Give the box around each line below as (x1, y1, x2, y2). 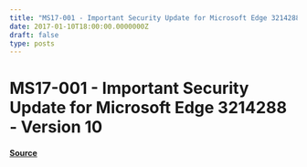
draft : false (9, 30, 59, 39)
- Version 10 (9, 117, 103, 138)
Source (9, 148, 38, 159)
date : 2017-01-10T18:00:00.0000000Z (9, 22, 149, 31)
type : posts (9, 38, 55, 48)
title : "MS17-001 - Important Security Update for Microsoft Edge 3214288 (9, 13, 301, 23)
